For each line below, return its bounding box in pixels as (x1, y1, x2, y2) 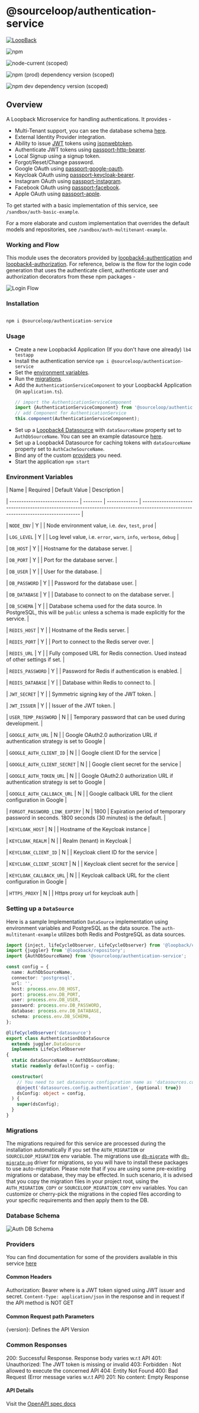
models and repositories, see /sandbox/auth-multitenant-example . (6, 226, 168, 233)
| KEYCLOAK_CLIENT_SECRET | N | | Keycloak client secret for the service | (6, 860, 178, 868)
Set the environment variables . (14, 368, 90, 376)
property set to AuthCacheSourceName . (14, 446, 105, 453)
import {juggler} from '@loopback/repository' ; (6, 948, 126, 954)
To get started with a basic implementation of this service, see (6, 201, 158, 209)
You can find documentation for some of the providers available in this (6, 1253, 178, 1260)
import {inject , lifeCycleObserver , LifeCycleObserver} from (6, 942, 161, 948)
